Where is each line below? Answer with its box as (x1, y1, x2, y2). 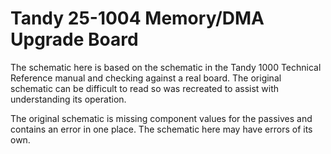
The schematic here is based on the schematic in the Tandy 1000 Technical (10, 61, 322, 73)
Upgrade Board (10, 28, 139, 51)
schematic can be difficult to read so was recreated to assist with (10, 82, 280, 94)
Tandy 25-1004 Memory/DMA (10, 7, 265, 30)
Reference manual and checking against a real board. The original (10, 72, 282, 84)
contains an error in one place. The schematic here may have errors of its (10, 123, 313, 135)
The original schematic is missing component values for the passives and (10, 112, 313, 124)
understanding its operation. (10, 93, 127, 105)
